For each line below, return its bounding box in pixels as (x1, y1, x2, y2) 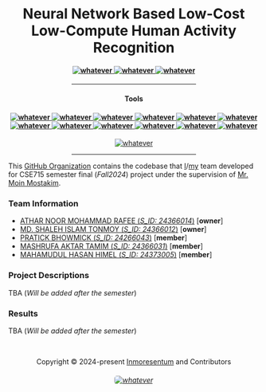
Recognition (92, 39, 175, 57)
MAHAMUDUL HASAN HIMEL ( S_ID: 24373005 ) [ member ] (19, 250, 213, 260)
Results (8, 308, 38, 319)
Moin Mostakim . (8, 178, 61, 188)
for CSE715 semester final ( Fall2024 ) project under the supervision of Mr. (8, 170, 248, 179)
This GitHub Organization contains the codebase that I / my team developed (8, 161, 254, 171)
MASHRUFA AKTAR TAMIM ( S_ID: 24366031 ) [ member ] (19, 241, 203, 251)
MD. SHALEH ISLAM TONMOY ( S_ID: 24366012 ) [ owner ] (19, 225, 207, 234)
